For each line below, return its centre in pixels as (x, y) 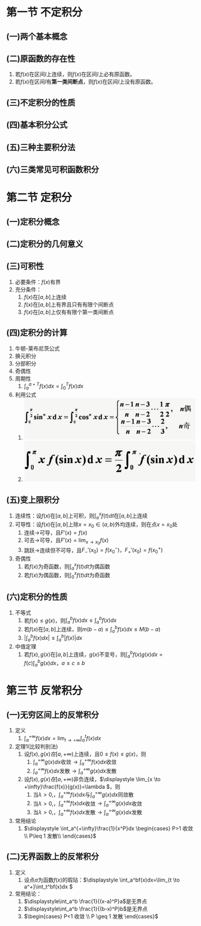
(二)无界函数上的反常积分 (52, 857)
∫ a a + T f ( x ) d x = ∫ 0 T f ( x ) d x (54, 386)
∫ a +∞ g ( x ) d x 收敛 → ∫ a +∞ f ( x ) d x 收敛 (75, 762)
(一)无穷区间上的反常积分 (52, 715)
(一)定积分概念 (33, 222)
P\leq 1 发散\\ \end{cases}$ (63, 836)
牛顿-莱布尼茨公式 (37, 348)
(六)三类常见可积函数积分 (52, 169)
